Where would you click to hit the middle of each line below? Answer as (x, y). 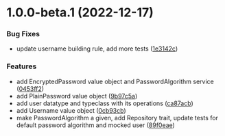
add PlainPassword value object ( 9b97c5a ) (77, 96)
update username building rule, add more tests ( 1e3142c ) (97, 49)
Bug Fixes (23, 34)
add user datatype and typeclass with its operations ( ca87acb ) (105, 103)
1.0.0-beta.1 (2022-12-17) (80, 13)
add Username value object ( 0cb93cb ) (71, 110)
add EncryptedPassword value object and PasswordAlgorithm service (115, 81)
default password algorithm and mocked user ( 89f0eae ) (96, 125)
